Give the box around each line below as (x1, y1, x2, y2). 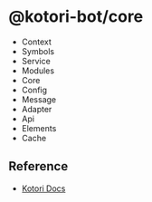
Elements (21, 122, 57, 133)
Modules (21, 65, 55, 76)
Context (21, 36, 52, 47)
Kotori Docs (21, 183, 66, 194)
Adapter (21, 103, 52, 114)
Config (21, 84, 47, 95)
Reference (8, 159, 69, 174)
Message (21, 93, 56, 105)
